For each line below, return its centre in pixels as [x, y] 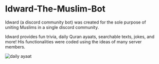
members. [15, 47]
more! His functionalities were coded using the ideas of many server [73, 41]
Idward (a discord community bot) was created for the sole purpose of [76, 22]
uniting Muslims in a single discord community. [52, 27]
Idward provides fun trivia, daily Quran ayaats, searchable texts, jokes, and [80, 37]
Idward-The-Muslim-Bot [55, 9]
